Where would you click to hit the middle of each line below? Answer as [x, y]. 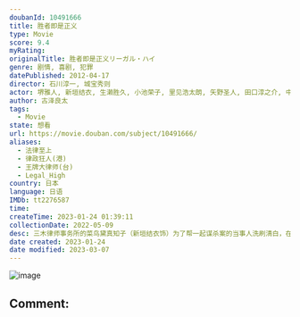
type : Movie [31, 34]
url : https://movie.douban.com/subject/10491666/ [104, 134]
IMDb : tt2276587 [39, 200]
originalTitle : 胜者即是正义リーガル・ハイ [83, 59]
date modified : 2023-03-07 [59, 250]
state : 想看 [30, 126]
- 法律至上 [35, 150]
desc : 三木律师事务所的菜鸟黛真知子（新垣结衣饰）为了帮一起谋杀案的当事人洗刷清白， [147, 233]
